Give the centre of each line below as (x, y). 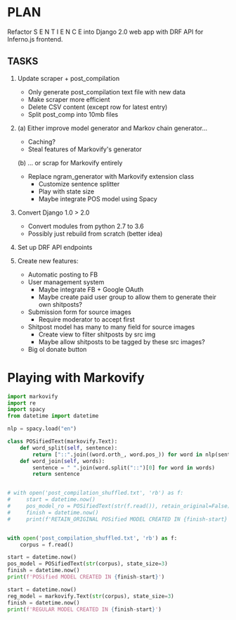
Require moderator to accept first (87, 319)
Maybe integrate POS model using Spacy (98, 198)
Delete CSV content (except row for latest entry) (98, 107)
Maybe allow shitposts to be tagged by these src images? (122, 341)
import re (22, 403)
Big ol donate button (57, 349)
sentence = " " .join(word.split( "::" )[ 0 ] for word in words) (124, 468)
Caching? (42, 141)
